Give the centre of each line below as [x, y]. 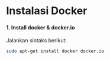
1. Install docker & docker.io [41, 27]
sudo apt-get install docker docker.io [55, 51]
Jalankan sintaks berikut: [36, 41]
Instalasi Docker [47, 11]
